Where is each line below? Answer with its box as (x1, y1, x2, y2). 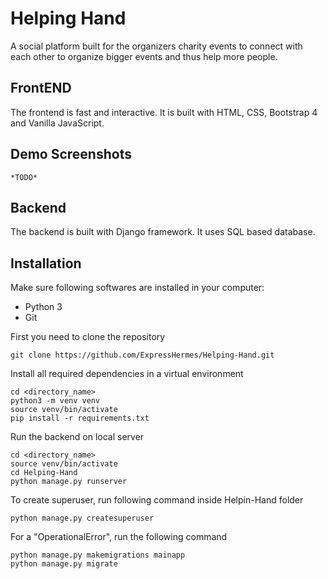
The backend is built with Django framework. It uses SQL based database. (10, 226, 316, 238)
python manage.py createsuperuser (10, 513, 155, 524)
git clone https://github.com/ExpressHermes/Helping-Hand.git (10, 350, 275, 361)
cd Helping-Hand (10, 468, 78, 478)
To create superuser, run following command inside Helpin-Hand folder (10, 494, 304, 506)
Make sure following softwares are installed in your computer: (10, 282, 265, 294)
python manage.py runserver (10, 477, 128, 487)
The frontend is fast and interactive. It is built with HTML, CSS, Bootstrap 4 (10, 106, 318, 118)
